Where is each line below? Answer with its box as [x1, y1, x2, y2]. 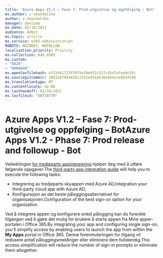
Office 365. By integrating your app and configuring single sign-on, [25, 221, 159, 227]
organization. [12, 202, 39, 207]
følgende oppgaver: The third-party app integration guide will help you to [5, 166, 150, 172]
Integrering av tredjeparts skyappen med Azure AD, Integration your [12, 181, 147, 187]
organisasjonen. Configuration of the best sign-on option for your [12, 197, 142, 203]
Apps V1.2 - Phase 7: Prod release [5, 135, 145, 146]
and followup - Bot [5, 145, 81, 156]
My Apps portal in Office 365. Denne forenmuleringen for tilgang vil [5, 232, 141, 238]
